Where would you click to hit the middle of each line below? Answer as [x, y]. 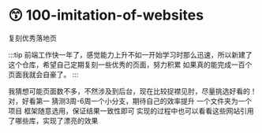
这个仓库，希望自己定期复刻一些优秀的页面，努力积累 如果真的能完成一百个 [130, 65]
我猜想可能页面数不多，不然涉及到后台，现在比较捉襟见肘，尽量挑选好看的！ [133, 91]
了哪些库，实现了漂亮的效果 [53, 120]
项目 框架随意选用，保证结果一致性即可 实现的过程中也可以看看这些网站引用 [131, 111]
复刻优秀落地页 [32, 38]
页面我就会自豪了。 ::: [43, 74]
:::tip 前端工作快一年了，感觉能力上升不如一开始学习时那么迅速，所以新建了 [130, 54]
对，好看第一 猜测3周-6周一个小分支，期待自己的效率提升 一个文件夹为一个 [130, 101]
